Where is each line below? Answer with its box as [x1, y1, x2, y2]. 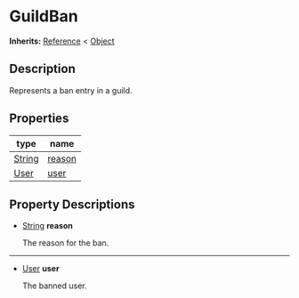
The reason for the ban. [21, 238, 109, 248]
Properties [9, 111, 69, 126]
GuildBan [9, 6, 78, 27]
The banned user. [21, 280, 87, 291]
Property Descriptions [9, 197, 135, 212]
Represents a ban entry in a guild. [9, 85, 133, 95]
